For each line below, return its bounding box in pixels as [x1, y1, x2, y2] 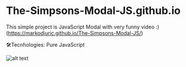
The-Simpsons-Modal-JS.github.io [6, 4, 181, 17]
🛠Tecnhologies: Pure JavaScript [6, 41, 85, 48]
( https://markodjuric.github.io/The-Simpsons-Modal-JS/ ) [6, 29, 143, 36]
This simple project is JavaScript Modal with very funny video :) [6, 23, 160, 30]
